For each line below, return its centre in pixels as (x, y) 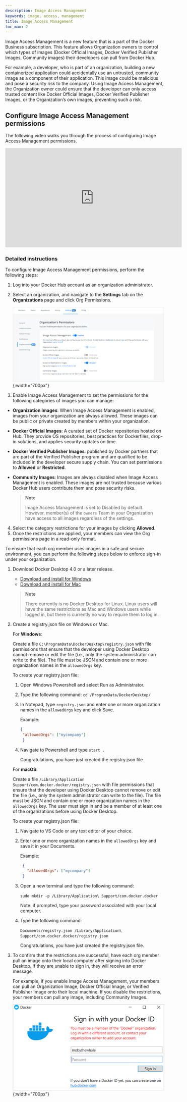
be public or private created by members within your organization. (81, 421)
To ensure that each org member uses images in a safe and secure (75, 548)
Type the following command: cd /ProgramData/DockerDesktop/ (85, 695)
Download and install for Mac (50, 584)
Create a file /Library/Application (48, 779)
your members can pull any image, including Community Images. (80, 998)
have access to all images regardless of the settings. (80, 518)
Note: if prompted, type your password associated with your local (88, 906)
